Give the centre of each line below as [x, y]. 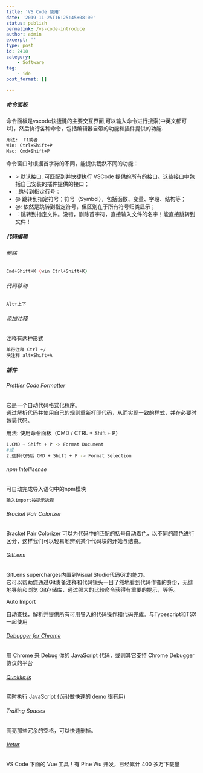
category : [19, 57]
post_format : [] [27, 79]
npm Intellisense [27, 469]
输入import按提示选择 [30, 500]
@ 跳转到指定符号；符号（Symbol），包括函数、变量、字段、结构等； [100, 199]
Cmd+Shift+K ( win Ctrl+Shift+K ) [47, 271]
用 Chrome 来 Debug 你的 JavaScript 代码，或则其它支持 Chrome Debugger [100, 655]
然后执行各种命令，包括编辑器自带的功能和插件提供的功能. [91, 129]
